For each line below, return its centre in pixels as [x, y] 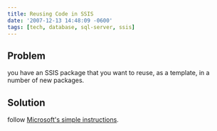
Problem [27, 56]
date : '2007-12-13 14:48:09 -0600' [60, 21]
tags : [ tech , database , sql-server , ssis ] [71, 27]
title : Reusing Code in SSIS [51, 14]
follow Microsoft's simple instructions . [63, 120]
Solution [26, 102]
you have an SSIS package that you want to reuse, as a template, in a [108, 73]
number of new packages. [46, 80]
